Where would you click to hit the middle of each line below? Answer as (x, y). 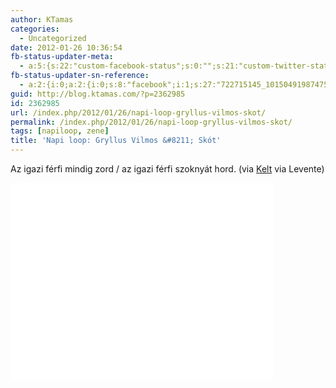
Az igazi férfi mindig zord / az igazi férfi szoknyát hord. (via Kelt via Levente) (167, 169)
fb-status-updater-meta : (62, 57)
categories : (35, 29)
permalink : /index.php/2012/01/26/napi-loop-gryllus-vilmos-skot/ (151, 122)
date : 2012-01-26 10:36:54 (66, 47)
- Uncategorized (53, 38)
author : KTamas (42, 19)
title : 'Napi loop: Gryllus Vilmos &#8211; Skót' (116, 141)
